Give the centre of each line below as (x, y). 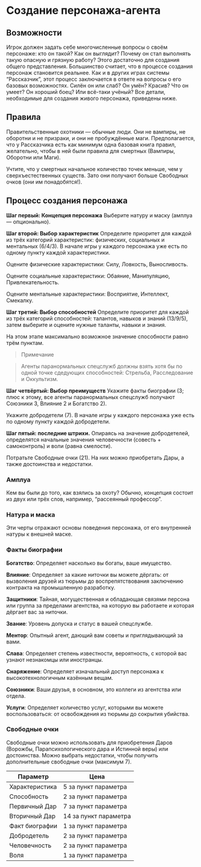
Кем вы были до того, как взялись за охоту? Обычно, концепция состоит (100, 493)
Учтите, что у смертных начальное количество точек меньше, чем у (94, 169)
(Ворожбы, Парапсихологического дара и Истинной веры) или (87, 749)
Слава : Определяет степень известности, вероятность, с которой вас (97, 653)
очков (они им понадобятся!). (44, 182)
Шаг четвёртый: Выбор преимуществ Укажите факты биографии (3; (95, 390)
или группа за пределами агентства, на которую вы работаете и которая (100, 605)
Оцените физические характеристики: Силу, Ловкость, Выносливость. (97, 264)
